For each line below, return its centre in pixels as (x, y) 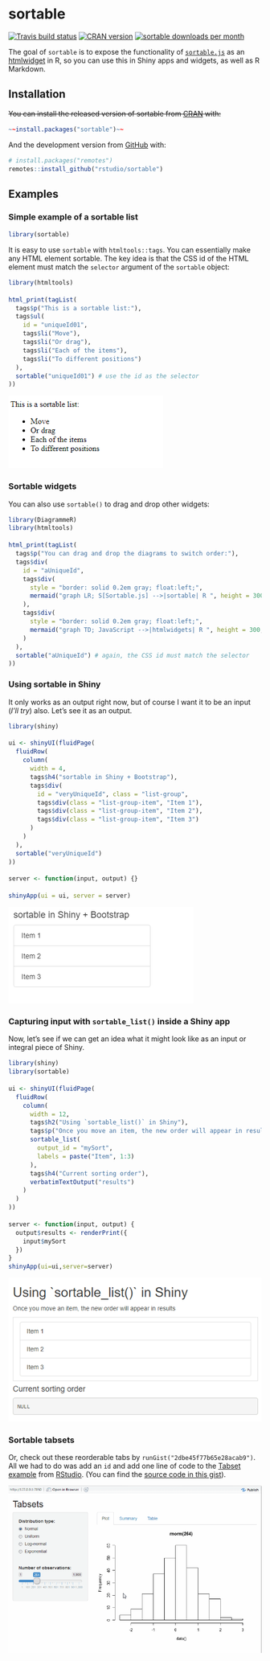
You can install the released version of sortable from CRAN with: (115, 113)
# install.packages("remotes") (61, 160)
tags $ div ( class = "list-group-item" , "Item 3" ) (118, 820)
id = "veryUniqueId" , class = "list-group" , (113, 794)
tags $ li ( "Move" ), (52, 334)
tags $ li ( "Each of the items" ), (75, 351)
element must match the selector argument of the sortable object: (119, 267)
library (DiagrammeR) (43, 519)
